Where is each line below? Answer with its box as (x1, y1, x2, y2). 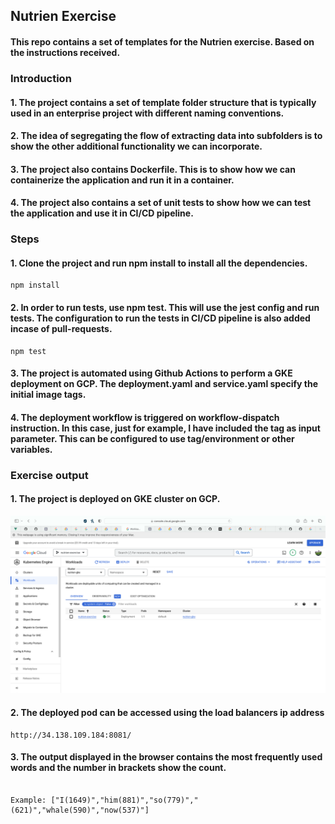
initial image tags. (10, 389, 87, 401)
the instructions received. (10, 46, 121, 58)
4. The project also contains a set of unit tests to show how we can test (10, 197, 312, 209)
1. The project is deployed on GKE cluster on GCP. (10, 493, 221, 505)
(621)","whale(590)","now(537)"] (10, 805, 150, 815)
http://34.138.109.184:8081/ (10, 730, 132, 740)
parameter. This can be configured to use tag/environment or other (10, 432, 295, 444)
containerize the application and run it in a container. (10, 174, 235, 186)
